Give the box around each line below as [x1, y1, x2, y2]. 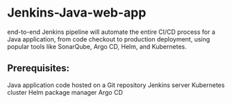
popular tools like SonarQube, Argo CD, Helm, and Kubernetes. [7, 42, 187, 50]
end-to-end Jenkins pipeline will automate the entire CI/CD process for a [7, 28, 215, 36]
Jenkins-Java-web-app [7, 5, 147, 21]
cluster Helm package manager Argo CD [7, 88, 123, 96]
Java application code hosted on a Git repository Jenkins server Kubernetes [7, 81, 225, 89]
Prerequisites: [7, 62, 69, 74]
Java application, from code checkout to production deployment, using [7, 35, 210, 43]
